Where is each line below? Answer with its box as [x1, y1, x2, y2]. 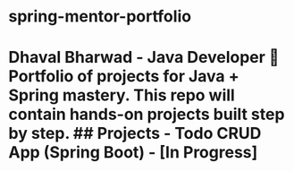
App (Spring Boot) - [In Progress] [8, 142, 258, 163]
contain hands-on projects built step [8, 105, 285, 124]
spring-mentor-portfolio [8, 6, 192, 27]
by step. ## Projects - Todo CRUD [8, 124, 262, 144]
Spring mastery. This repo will [8, 85, 236, 106]
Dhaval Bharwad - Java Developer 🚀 [8, 47, 280, 68]
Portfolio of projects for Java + [8, 66, 239, 87]
